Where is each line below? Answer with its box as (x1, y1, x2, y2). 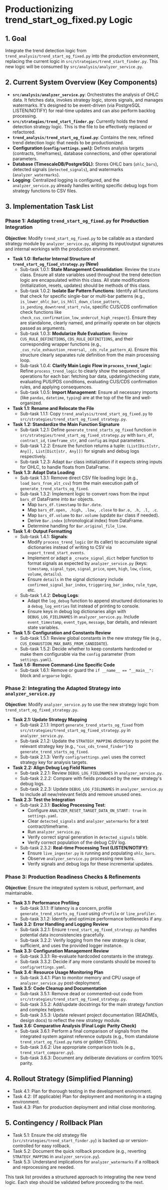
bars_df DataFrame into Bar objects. (20, 496, 94, 502)
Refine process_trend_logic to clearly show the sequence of (20, 368, 145, 374)
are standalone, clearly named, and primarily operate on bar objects (20, 319, 160, 325)
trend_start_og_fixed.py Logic (5, 14, 133, 26)
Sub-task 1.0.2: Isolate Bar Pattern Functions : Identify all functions (20, 288, 158, 294)
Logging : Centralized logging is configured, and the (12, 177, 120, 183)
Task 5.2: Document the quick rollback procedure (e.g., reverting (12, 1148, 146, 1154)
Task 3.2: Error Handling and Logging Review (12, 921, 109, 927)
